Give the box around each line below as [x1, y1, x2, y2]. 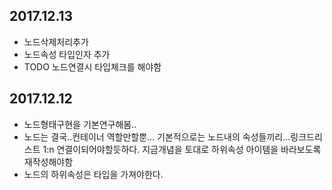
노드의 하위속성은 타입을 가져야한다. [23, 168, 164, 180]
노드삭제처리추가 [23, 35, 89, 48]
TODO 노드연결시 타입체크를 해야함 [23, 60, 162, 73]
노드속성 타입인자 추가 [23, 48, 111, 60]
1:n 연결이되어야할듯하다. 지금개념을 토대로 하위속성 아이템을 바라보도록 [42, 143, 322, 155]
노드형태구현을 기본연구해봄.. [23, 118, 137, 130]
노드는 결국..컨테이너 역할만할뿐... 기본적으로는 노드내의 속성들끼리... [23, 130, 291, 143]
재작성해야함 [23, 155, 74, 168]
